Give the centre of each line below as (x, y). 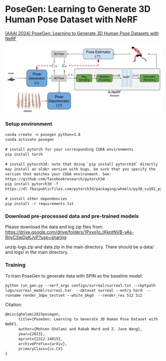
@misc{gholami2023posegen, (33, 314)
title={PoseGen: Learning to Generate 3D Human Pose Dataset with (88, 319)
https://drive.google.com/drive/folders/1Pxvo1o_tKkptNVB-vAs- (70, 232)
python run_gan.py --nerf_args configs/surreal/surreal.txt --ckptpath (80, 285)
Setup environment (29, 123)
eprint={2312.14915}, (41, 339)
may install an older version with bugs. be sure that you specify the (80, 169)
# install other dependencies (36, 199)
